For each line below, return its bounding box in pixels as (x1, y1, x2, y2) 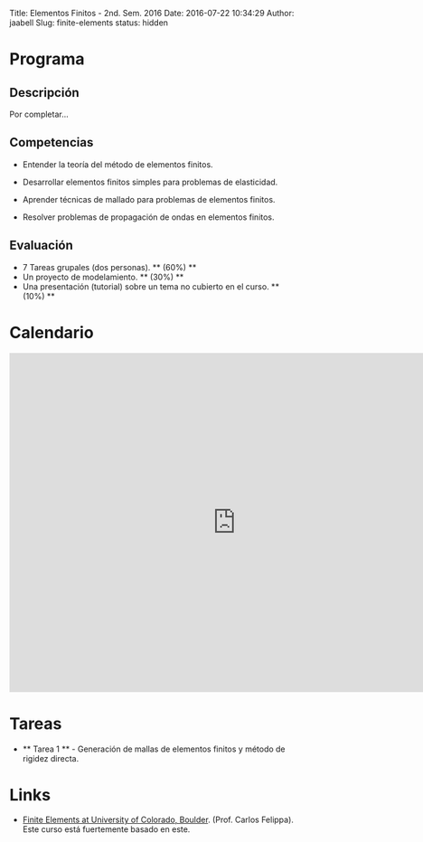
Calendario (9, 322, 94, 343)
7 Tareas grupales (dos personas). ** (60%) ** (22, 261, 197, 272)
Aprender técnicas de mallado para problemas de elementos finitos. (22, 194, 276, 204)
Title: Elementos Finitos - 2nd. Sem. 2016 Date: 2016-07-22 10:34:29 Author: (9, 8, 295, 18)
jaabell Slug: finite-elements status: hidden (9, 17, 169, 28)
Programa (9, 49, 85, 70)
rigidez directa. (22, 752, 80, 763)
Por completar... (9, 109, 70, 119)
